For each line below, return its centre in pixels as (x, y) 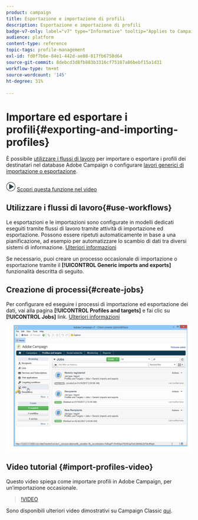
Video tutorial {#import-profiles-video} (80, 467)
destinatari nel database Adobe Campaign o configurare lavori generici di (95, 165)
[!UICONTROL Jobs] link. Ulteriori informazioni (63, 317)
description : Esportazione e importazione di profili (74, 25)
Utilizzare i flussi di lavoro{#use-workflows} (89, 208)
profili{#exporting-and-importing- (92, 130)
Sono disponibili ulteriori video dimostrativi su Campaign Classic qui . (89, 511)
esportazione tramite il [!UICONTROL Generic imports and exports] (89, 265)
